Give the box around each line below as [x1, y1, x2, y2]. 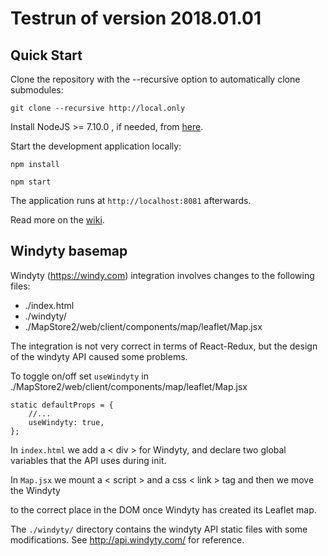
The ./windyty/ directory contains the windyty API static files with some [10, 523, 308, 535]
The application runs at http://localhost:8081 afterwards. [10, 195, 252, 206]
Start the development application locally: [10, 140, 182, 152]
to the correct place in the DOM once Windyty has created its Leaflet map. [10, 503, 317, 516]
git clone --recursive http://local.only [10, 103, 186, 113]
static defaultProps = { [10, 400, 114, 410]
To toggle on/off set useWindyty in [10, 370, 149, 382]
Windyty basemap [10, 243, 128, 260]
